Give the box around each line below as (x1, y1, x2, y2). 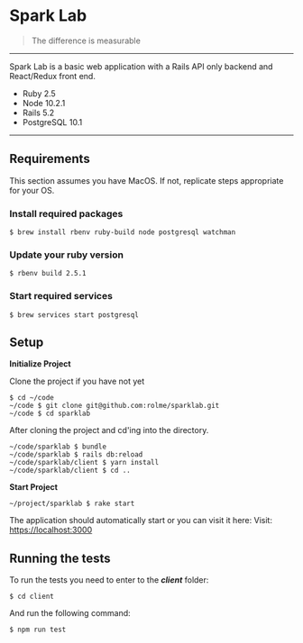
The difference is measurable (31, 35, 142, 46)
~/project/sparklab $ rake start (9, 499, 135, 509)
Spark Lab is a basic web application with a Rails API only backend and (9, 60, 273, 72)
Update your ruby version (9, 249, 124, 261)
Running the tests (9, 550, 111, 566)
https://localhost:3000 (9, 524, 93, 536)
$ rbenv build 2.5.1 (9, 269, 87, 278)
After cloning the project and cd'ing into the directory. (9, 425, 209, 436)
